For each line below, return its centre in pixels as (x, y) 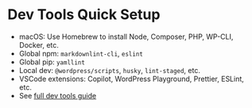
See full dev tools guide (58, 95)
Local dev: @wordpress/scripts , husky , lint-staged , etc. (109, 70)
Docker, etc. (39, 44)
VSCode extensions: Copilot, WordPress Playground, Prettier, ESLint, (131, 79)
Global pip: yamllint (52, 62)
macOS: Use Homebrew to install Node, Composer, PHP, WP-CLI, (126, 37)
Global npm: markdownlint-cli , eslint (81, 53)
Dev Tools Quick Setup (84, 15)
